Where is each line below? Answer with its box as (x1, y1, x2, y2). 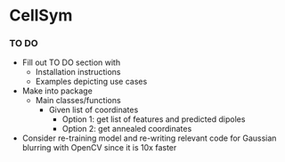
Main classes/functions (35, 95, 122, 106)
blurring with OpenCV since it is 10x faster (21, 142, 177, 153)
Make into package (21, 85, 94, 96)
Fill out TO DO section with (21, 57, 121, 68)
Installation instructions (35, 67, 121, 77)
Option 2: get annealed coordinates (61, 124, 192, 134)
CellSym (9, 5, 73, 26)
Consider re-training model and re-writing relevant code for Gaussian (21, 133, 277, 143)
